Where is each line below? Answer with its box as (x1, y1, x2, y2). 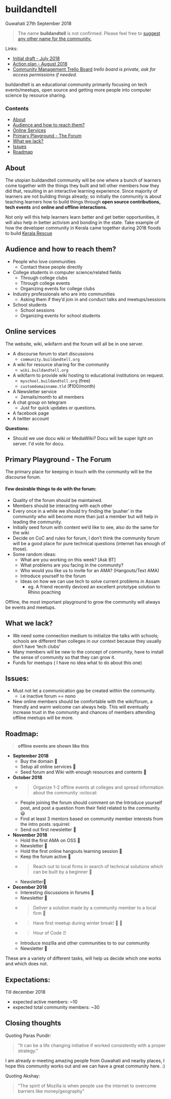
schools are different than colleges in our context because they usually (12, 638, 162, 644)
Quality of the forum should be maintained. (12, 497, 103, 503)
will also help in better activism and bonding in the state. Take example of (5, 220, 159, 226)
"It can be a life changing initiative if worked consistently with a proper (17, 1042, 166, 1048)
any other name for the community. (17, 36, 92, 42)
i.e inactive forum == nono (20, 693, 76, 699)
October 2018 (12, 775, 42, 781)
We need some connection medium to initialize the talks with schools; (12, 632, 159, 639)
